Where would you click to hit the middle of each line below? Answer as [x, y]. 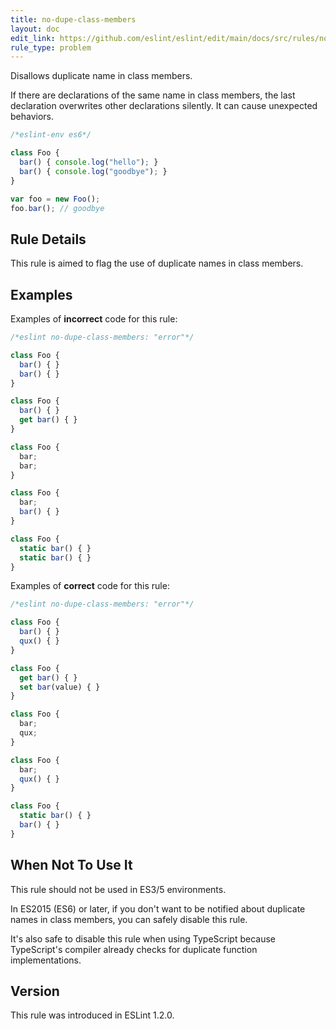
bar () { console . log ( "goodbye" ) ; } [93, 171]
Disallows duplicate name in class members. [101, 76]
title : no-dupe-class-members [73, 19]
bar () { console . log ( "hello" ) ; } [89, 162]
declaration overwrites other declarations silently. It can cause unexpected [164, 106]
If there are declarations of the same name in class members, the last [153, 95]
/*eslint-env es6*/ [51, 135]
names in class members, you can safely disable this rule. [129, 919]
